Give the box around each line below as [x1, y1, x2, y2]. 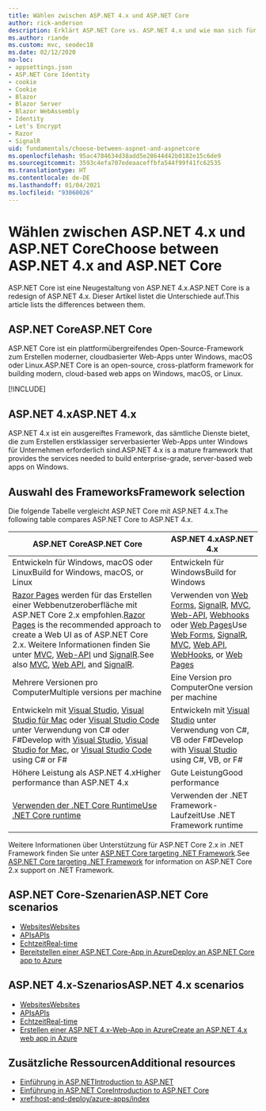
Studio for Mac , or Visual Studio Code [12, 744, 152, 755]
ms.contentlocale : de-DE [8, 174, 90, 183]
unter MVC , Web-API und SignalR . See [12, 649, 154, 659]
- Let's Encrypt [8, 122, 62, 130]
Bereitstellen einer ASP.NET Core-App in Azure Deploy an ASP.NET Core [19, 947, 255, 956]
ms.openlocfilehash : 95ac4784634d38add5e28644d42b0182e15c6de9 [8, 152, 222, 160]
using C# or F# [12, 755, 67, 765]
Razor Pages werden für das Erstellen [12, 590, 152, 600]
